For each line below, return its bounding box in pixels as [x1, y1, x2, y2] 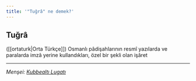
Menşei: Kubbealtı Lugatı [6, 68, 66, 76]
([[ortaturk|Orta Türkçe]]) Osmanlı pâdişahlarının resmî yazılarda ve [6, 45, 168, 52]
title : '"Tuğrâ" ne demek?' [6, 8, 75, 15]
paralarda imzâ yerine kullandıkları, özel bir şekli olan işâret [6, 52, 148, 59]
